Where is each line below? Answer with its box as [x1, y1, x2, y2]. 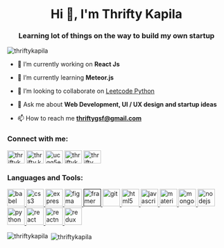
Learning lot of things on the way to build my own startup [18, 31, 215, 41]
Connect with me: [7, 134, 69, 144]
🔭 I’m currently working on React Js [17, 60, 120, 69]
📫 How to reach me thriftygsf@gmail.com [17, 114, 142, 123]
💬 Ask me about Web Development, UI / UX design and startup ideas [17, 100, 217, 109]
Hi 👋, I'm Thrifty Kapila [51, 6, 182, 22]
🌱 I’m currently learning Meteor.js [17, 73, 114, 82]
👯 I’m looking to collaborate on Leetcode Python [17, 87, 155, 96]
